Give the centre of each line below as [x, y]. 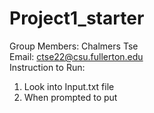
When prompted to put [70, 97]
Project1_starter [77, 18]
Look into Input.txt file [69, 86]
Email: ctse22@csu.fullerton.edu [76, 56]
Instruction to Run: [47, 67]
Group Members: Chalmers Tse [74, 46]
